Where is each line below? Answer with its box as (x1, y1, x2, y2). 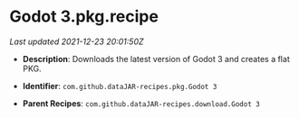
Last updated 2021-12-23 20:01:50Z (9, 36, 144, 47)
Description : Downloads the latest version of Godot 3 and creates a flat (22, 53, 290, 64)
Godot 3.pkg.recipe (9, 6, 159, 27)
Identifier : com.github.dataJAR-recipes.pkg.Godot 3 (22, 80, 217, 91)
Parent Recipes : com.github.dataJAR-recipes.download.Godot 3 (22, 97, 260, 109)
